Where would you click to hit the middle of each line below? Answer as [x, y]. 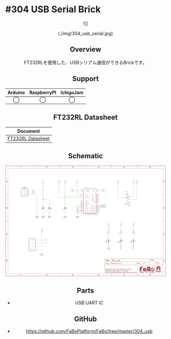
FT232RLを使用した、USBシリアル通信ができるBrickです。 [85, 62]
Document [28, 131]
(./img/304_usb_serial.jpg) [85, 33]
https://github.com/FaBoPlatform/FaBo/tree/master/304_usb [89, 331]
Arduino [16, 92]
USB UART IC [89, 303]
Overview [85, 50]
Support [85, 79]
